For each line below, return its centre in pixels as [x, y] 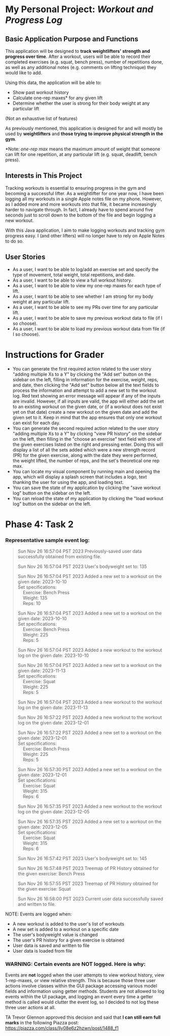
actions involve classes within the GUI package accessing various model [81, 986]
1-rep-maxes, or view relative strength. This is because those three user [80, 981]
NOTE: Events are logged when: [39, 914]
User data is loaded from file [42, 951]
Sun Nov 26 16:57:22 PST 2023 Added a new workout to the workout [90, 717]
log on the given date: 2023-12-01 [53, 723]
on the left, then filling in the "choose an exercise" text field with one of [87, 439]
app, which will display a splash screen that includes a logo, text [80, 477]
